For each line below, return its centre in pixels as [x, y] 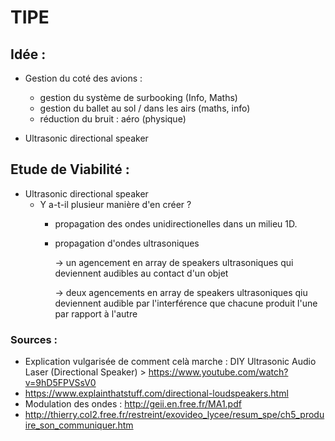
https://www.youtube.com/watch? [218, 372]
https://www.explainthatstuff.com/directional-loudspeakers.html [156, 393]
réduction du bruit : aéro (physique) [113, 119]
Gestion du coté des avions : [83, 78]
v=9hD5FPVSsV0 [60, 383]
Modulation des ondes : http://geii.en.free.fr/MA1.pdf [133, 404]
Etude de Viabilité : [70, 169]
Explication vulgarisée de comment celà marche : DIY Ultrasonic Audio [170, 362]
